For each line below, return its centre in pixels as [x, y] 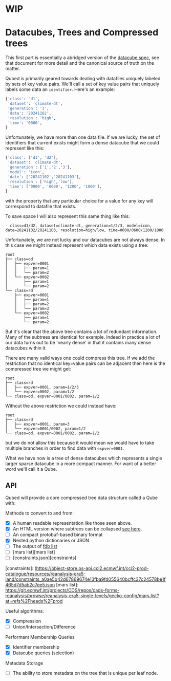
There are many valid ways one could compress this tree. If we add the [80, 358]
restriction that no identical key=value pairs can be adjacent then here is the [85, 363]
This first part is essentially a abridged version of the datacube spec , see [82, 58]
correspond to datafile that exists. [41, 207]
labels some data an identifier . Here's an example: [60, 89]
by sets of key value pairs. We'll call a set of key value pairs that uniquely [82, 84]
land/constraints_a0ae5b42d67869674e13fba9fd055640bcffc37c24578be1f [85, 579]
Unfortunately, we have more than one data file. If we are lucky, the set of [83, 137]
